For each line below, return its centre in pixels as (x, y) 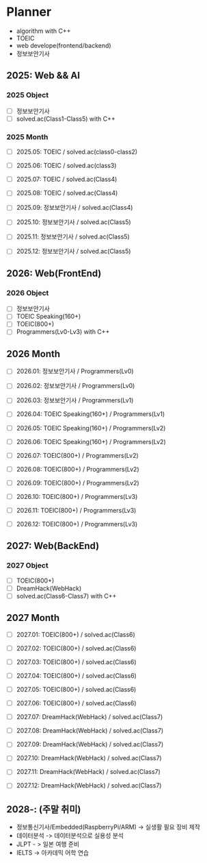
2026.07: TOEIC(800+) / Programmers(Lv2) (78, 455)
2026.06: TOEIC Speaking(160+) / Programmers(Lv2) (91, 441)
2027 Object (27, 566)
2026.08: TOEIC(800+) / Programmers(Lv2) (78, 469)
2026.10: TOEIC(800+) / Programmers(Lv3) (77, 496)
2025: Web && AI (43, 76)
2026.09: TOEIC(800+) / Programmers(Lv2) (78, 483)
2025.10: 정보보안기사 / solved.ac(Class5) (73, 222)
